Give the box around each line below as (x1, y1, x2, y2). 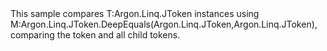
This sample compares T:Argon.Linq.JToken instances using (10, 8, 260, 19)
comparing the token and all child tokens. (10, 29, 181, 41)
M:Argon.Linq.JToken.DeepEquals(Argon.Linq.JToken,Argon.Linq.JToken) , (10, 18, 318, 30)
